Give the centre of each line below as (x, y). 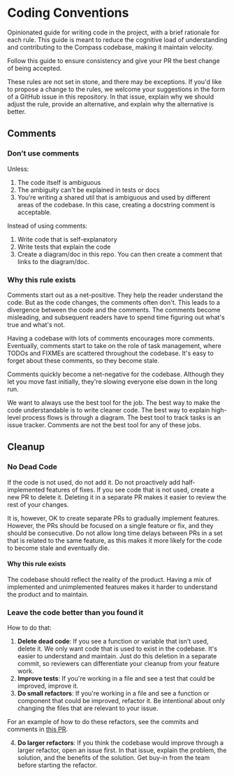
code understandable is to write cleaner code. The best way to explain (109, 410)
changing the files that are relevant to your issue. (88, 708)
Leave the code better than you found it (75, 612)
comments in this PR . (38, 729)
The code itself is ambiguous (59, 182)
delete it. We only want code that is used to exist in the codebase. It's (117, 649)
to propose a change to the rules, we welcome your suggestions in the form (116, 89)
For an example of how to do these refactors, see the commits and (103, 722)
